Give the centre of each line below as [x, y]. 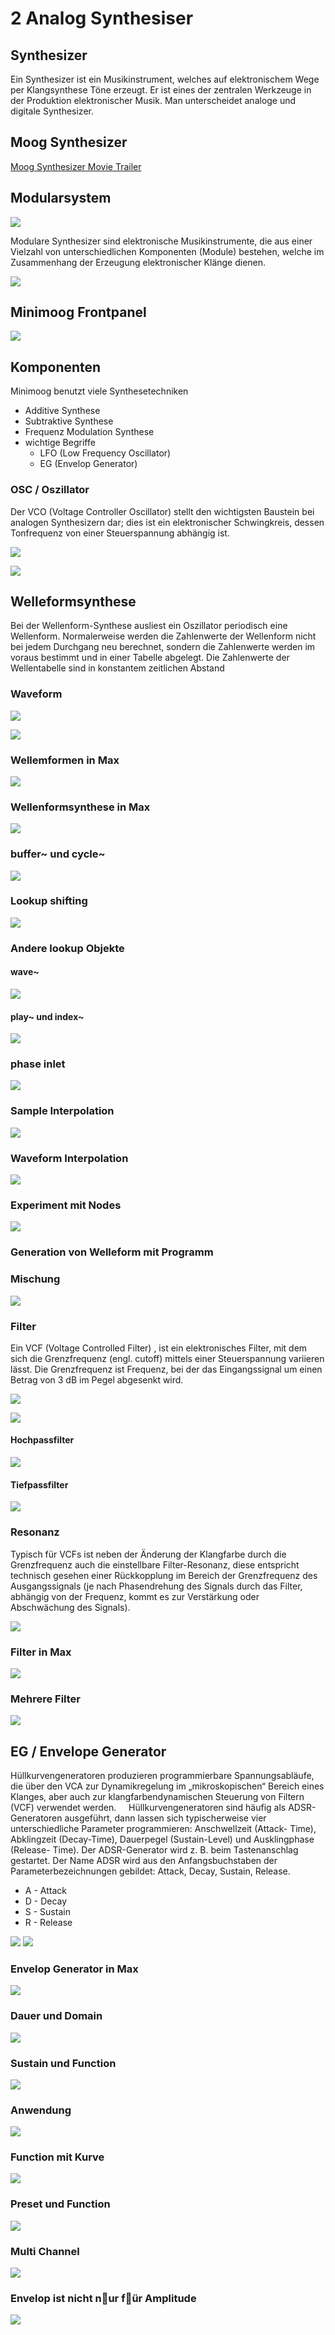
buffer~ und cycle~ [58, 854]
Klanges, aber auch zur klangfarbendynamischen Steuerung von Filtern [157, 1796]
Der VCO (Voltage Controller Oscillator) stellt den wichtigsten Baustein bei [162, 511]
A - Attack [45, 1890]
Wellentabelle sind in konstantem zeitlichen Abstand [117, 668]
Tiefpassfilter [39, 1484]
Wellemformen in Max [65, 760]
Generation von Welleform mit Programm [112, 1252]
